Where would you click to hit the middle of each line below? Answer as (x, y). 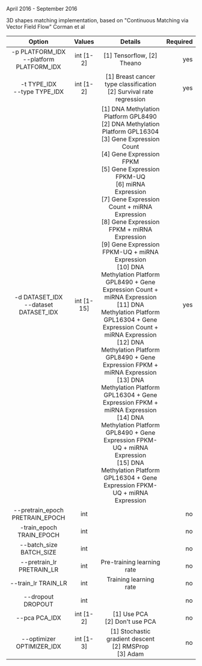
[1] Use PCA (130, 614)
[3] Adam (130, 654)
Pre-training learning (130, 562)
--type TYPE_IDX (38, 92)
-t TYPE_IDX (39, 84)
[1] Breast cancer (130, 76)
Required (179, 42)
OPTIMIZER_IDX (38, 646)
